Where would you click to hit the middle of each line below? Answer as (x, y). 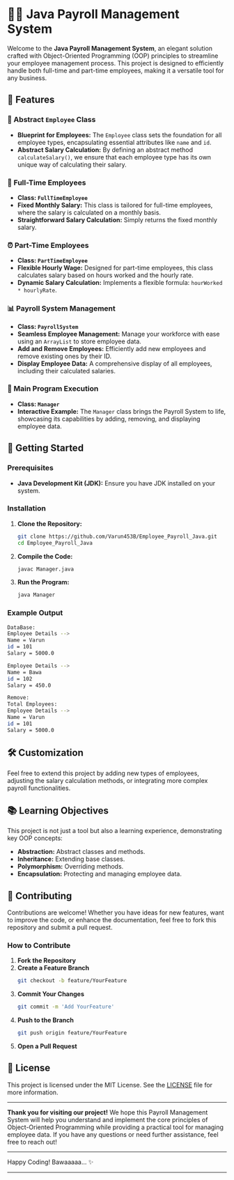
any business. (27, 78)
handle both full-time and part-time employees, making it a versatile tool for (116, 70)
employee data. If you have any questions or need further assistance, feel (113, 1134)
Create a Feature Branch (53, 968)
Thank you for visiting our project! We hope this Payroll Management (108, 1112)
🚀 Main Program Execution (53, 389)
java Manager (36, 595)
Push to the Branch (46, 1020)
